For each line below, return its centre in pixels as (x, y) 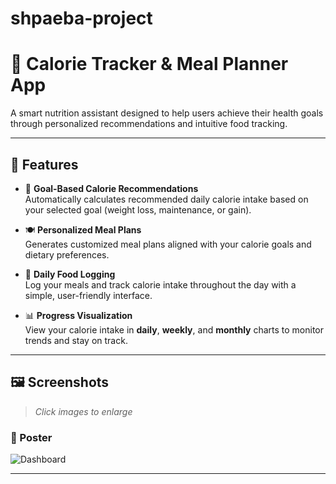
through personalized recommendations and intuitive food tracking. (149, 124)
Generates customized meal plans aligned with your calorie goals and (168, 244)
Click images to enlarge (83, 411)
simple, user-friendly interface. (88, 295)
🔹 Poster (31, 437)
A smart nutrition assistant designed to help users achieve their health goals (167, 113)
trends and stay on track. (76, 340)
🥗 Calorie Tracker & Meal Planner (149, 64)
